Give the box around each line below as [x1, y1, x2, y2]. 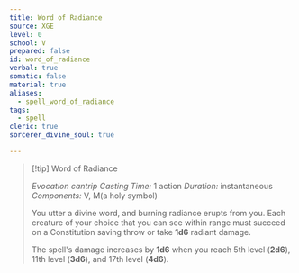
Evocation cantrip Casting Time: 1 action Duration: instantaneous [31, 180, 273, 191]
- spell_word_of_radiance [17, 96, 115, 106]
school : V [9, 38, 47, 48]
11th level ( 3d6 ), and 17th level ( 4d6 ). [31, 253, 169, 264]
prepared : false [9, 47, 70, 56]
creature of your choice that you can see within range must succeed [31, 217, 285, 228]
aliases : [9, 88, 42, 97]
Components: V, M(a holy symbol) [31, 190, 158, 201]
